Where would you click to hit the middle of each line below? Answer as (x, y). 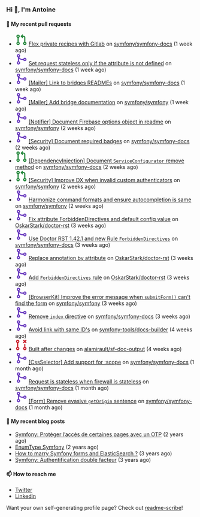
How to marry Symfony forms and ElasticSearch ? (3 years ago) (93, 453)
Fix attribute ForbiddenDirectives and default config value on (103, 219)
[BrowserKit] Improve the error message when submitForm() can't (109, 297)
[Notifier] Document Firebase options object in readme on (100, 122)
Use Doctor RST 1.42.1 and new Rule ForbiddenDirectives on (103, 238)
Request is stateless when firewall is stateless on (89, 382)
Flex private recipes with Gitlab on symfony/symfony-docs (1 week (110, 44)
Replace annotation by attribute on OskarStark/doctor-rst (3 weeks (111, 258)
